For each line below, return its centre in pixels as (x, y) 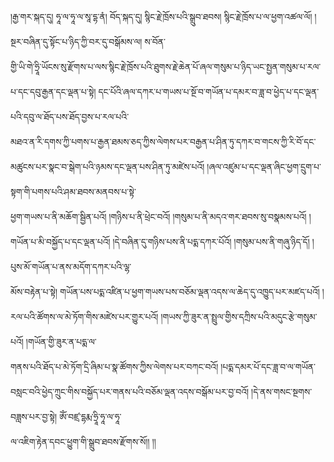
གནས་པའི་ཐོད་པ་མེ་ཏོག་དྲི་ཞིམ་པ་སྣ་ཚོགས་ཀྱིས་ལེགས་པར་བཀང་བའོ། (114, 366)
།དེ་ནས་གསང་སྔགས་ (282, 391)
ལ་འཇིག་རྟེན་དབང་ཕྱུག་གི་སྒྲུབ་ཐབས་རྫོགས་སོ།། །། (83, 441)
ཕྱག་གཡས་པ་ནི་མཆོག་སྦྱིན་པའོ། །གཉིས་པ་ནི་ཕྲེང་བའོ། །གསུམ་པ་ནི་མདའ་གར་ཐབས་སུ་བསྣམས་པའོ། (158, 216)
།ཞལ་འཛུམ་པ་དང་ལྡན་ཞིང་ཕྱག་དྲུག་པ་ (264, 166)
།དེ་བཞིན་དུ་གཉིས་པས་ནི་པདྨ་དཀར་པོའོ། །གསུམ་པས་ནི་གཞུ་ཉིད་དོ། (211, 241)
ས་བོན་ (155, 41)
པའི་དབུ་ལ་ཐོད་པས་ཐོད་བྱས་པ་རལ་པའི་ (70, 116)
